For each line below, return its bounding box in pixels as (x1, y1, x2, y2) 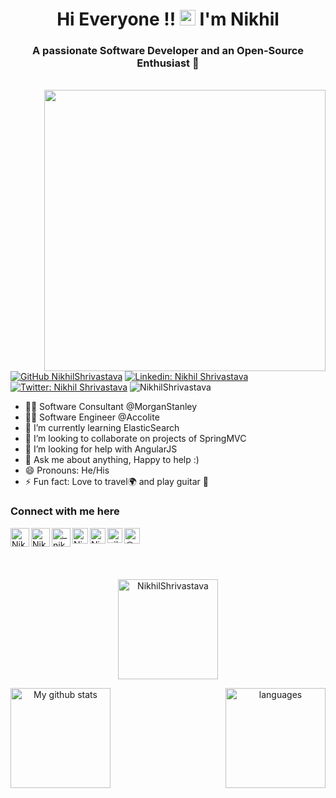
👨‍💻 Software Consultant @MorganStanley (24, 401, 198, 413)
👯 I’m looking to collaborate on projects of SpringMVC (24, 433, 247, 445)
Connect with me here (10, 504, 120, 518)
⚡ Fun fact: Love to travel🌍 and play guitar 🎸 (24, 476, 209, 488)
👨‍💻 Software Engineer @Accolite (24, 411, 160, 423)
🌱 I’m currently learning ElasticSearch (24, 422, 180, 434)
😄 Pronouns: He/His (24, 464, 110, 477)
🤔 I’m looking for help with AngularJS (24, 443, 178, 455)
